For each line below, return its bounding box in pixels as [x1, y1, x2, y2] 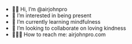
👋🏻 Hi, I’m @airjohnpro [11, 6, 67, 12]
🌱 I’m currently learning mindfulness [11, 18, 101, 25]
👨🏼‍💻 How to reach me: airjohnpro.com [11, 31, 106, 38]
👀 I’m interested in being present [11, 12, 92, 19]
